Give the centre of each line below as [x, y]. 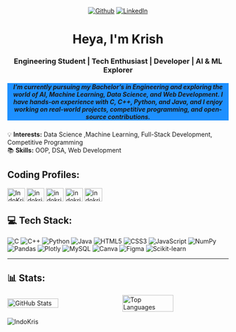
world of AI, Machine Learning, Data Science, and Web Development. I [118, 94]
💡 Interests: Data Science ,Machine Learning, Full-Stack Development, [110, 134]
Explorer [118, 70]
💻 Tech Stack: [40, 221]
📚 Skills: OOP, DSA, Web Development [64, 151]
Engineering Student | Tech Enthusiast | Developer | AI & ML [118, 61]
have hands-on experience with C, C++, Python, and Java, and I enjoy [118, 101]
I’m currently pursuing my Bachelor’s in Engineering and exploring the [118, 87]
